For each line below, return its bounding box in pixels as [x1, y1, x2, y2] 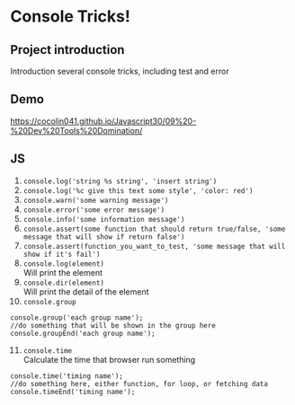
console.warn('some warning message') [22, 196, 169, 205]
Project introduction [10, 42, 125, 57]
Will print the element [22, 267, 103, 277]
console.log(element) [22, 259, 104, 269]
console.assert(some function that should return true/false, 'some [22, 225, 286, 233]
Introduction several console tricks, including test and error [10, 66, 229, 76]
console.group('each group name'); [10, 313, 144, 322]
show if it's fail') [22, 250, 101, 259]
